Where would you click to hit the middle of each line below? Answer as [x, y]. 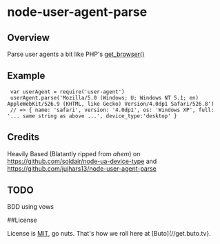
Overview [29, 38]
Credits [23, 137]
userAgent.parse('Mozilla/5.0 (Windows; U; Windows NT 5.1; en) [104, 97]
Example [26, 76]
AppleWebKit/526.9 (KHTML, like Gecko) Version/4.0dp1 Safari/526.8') [111, 104]
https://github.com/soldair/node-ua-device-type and [82, 161]
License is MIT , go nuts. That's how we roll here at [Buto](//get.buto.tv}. [109, 234]
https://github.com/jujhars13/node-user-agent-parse [82, 168]
